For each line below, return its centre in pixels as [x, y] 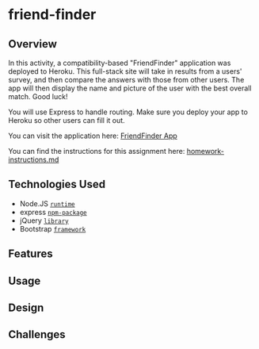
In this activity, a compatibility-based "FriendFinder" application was [120, 63]
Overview [33, 44]
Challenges [37, 335]
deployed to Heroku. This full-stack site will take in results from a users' [126, 71]
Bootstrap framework [53, 228]
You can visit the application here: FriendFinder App [93, 136]
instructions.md [34, 159]
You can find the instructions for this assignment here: [97, 151]
